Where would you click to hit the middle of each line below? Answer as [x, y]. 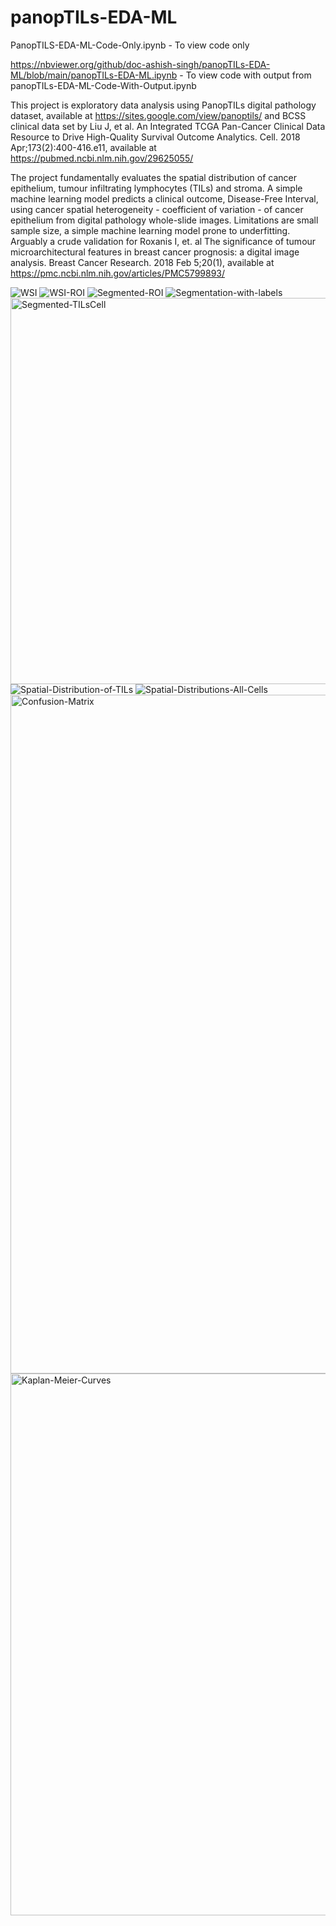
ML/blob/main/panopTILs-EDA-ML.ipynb [94, 75]
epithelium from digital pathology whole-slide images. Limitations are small [164, 220]
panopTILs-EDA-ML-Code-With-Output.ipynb [103, 85]
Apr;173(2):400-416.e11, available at [83, 147]
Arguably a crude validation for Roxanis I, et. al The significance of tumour [163, 241]
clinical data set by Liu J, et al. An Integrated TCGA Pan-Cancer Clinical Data [168, 126]
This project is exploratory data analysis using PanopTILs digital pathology [163, 105]
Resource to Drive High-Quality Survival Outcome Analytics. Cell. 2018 [155, 137]
